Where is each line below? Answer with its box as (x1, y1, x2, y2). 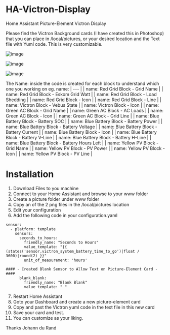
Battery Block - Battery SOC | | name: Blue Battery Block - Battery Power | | (6, 118, 163, 124)
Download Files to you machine (13, 185, 79, 191)
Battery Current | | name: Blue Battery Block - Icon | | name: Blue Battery (6, 129, 157, 135)
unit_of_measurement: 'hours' (24, 258, 88, 263)
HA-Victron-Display (6, 4, 91, 15)
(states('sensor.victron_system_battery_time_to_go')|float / (6, 249, 140, 254)
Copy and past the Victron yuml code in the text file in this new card (13, 304, 155, 310)
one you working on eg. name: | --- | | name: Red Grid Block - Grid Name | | (6, 85, 163, 92)
